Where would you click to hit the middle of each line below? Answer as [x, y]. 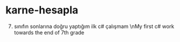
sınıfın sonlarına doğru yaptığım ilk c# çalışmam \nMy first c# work [94, 26]
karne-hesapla [42, 10]
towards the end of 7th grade [49, 32]
